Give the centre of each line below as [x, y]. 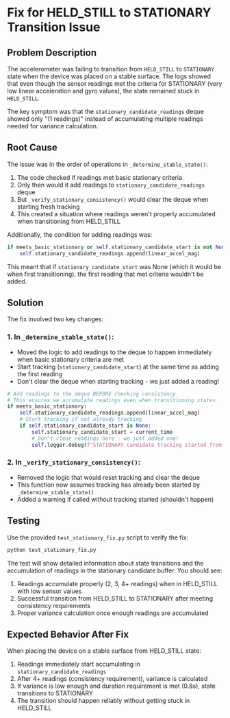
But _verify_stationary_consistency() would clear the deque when [113, 199]
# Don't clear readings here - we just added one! [105, 438]
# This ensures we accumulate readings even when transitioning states [111, 400]
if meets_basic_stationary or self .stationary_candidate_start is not [110, 247]
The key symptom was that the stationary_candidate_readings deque [105, 112]
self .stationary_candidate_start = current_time [102, 432]
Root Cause [33, 148]
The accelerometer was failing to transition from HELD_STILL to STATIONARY [111, 69]
